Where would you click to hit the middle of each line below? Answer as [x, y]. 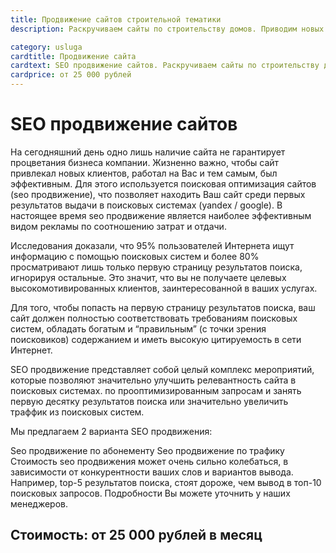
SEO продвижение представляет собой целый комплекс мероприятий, [162, 369]
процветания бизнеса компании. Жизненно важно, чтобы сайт [145, 162]
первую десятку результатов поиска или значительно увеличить [149, 401]
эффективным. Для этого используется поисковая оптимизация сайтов [163, 183]
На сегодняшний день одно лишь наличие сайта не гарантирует [148, 152]
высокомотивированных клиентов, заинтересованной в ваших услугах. [164, 288]
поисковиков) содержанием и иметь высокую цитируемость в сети [156, 339]
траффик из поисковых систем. [77, 412]
